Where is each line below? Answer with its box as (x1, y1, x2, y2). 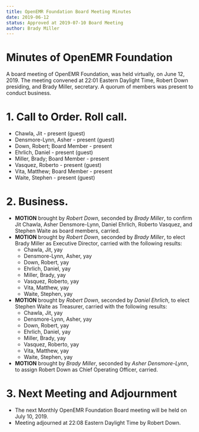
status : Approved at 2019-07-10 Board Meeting (6, 20, 124, 26)
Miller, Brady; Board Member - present (14, 155, 109, 162)
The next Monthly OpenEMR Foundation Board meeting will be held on (14, 406, 187, 414)
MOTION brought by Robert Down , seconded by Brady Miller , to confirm (14, 215, 192, 222)
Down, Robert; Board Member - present (14, 143, 112, 150)
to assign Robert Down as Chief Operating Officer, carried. (14, 366, 159, 373)
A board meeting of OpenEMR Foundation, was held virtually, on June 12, (6, 71, 185, 78)
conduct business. (6, 90, 52, 97)
